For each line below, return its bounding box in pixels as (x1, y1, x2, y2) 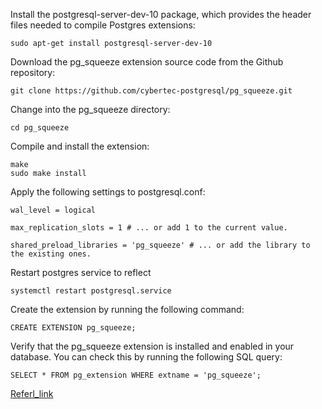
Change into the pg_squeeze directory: (10, 104, 171, 115)
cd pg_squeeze (10, 123, 70, 133)
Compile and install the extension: (10, 140, 150, 152)
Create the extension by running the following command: (10, 304, 245, 315)
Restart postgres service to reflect (10, 267, 152, 278)
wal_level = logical (10, 205, 97, 215)
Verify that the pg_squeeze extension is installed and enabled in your (10, 340, 295, 352)
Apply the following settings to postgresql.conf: (10, 186, 206, 198)
